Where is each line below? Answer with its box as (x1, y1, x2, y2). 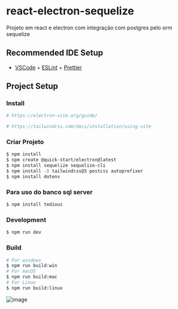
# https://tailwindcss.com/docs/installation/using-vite (6, 124, 152, 130)
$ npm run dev (6, 229, 42, 235)
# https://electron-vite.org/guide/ (6, 113, 98, 119)
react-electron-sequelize (6, 4, 134, 18)
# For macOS (6, 268, 36, 274)
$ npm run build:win (6, 263, 58, 269)
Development (6, 215, 47, 224)
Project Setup (6, 81, 59, 91)
